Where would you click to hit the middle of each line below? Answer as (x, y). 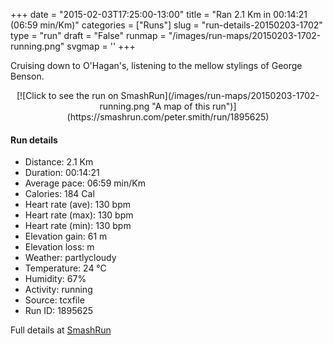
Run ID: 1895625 (58, 311)
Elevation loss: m (59, 247)
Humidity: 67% (55, 279)
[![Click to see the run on (67, 95)
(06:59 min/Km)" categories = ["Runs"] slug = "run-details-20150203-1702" (166, 25)
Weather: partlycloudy (70, 258)
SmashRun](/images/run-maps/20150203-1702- (220, 95)
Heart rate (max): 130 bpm (79, 215)
